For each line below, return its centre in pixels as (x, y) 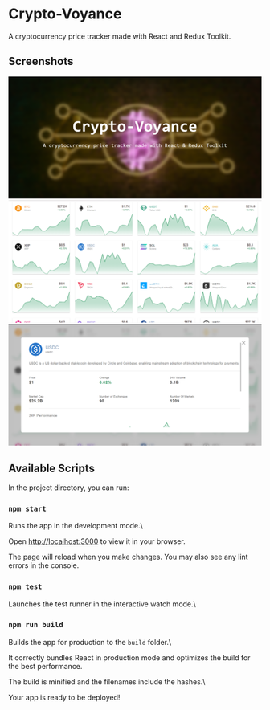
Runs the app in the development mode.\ (76, 526)
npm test (25, 587)
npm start (27, 508)
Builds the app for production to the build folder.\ (90, 642)
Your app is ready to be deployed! (64, 697)
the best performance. (45, 666)
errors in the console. (44, 565)
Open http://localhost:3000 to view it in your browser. (97, 541)
